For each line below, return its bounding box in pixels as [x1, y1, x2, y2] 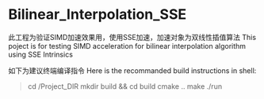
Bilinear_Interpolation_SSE [8, 5, 187, 24]
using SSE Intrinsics [8, 49, 74, 59]
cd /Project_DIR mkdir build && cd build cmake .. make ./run [27, 81, 223, 91]
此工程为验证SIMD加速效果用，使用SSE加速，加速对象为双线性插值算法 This [8, 32, 256, 42]
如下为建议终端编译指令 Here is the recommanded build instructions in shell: [8, 65, 257, 75]
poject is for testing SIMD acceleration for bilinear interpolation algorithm [8, 41, 247, 50]
